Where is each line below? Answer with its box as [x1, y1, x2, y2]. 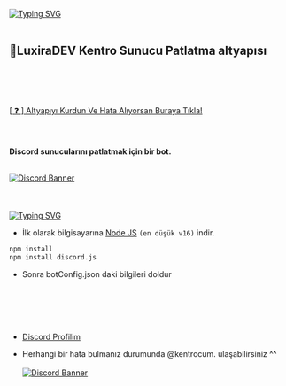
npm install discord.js [9, 252, 97, 261]
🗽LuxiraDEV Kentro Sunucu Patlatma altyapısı [9, 43, 267, 58]
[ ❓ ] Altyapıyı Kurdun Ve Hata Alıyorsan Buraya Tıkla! [9, 104, 203, 115]
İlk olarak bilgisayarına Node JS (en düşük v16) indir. [21, 227, 215, 238]
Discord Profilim [21, 331, 81, 342]
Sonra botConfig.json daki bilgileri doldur [21, 268, 173, 279]
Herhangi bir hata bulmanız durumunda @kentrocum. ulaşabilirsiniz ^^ [21, 348, 277, 359]
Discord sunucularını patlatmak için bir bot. [9, 146, 172, 157]
